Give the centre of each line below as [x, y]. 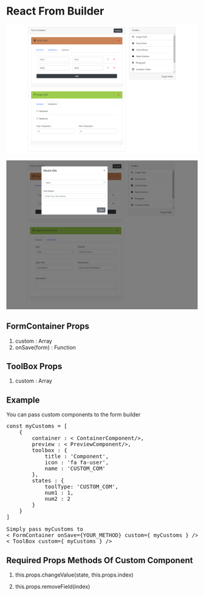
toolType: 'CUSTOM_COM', [82, 487]
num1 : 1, [59, 493]
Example [23, 400]
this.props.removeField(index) [53, 587]
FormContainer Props [48, 326]
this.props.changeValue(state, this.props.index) [74, 575]
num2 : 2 [58, 499]
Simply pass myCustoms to [45, 529]
